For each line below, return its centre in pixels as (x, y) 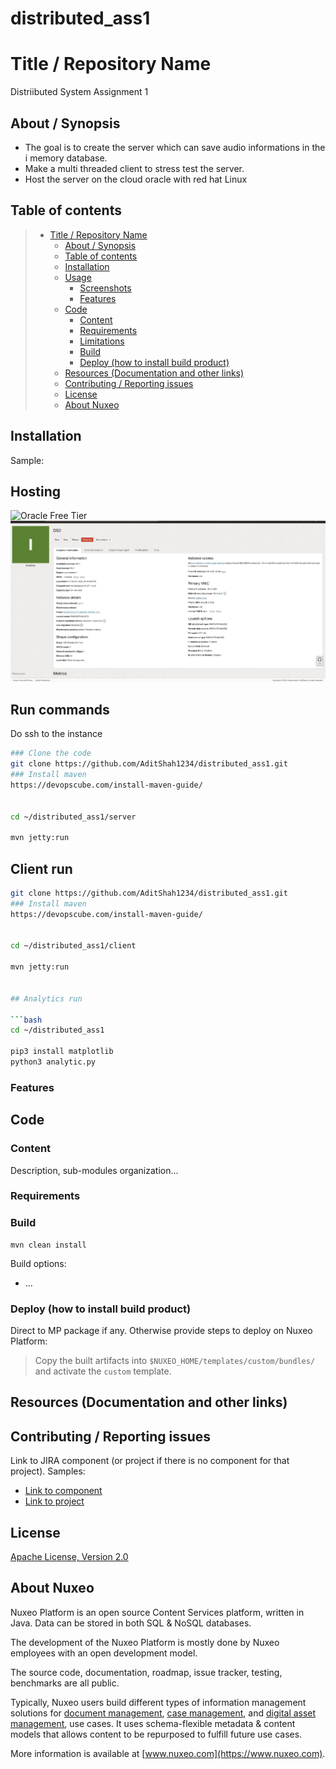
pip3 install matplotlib (62, 1052)
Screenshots (105, 288)
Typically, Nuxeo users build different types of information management (158, 1702)
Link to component (63, 1491)
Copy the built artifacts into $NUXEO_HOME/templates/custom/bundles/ (175, 1361)
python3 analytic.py (53, 1062)
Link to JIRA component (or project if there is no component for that (150, 1461)
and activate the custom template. (103, 1371)
